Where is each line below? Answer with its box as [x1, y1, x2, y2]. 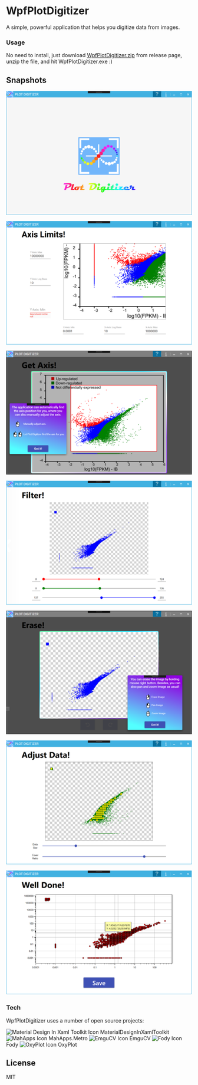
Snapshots [6, 75, 47, 85]
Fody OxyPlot [6, 1041, 78, 1048]
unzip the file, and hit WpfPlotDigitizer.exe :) [6, 58, 113, 65]
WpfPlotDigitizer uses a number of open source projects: [6, 1017, 144, 1024]
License [6, 1058, 36, 1068]
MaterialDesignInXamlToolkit [100, 1028, 170, 1035]
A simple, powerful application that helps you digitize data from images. [6, 24, 180, 31]
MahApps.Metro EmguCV [48, 1034, 151, 1041]
